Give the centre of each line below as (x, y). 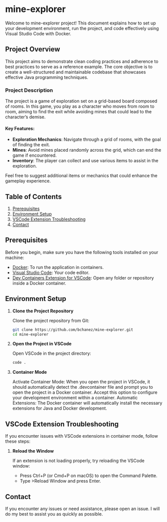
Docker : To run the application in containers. (58, 267)
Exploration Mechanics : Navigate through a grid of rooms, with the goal (86, 139)
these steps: (18, 441)
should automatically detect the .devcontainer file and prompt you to (83, 387)
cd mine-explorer (30, 334)
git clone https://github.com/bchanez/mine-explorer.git (73, 330)
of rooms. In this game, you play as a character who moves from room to (80, 106)
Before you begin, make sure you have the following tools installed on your (82, 252)
